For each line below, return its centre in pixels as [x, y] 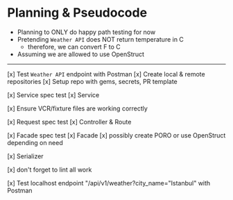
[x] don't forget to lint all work [50, 169]
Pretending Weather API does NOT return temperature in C [100, 39]
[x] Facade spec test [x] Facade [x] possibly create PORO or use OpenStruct [116, 135]
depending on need [35, 142]
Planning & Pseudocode [77, 13]
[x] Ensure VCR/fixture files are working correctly [77, 108]
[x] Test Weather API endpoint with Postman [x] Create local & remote [106, 74]
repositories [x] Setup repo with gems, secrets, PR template [93, 81]
